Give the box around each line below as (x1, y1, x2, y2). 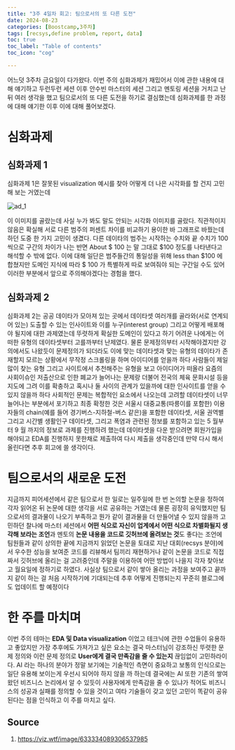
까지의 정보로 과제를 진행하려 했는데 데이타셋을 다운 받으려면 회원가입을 (27, 425, 222, 434)
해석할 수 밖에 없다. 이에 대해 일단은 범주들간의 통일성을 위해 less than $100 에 (7, 251, 223, 260)
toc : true (7, 36, 36, 43)
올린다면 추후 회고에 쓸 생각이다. (7, 443, 96, 451)
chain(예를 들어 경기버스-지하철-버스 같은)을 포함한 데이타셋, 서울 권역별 (25, 408, 224, 416)
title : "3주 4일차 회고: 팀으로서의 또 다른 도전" (7, 10, 136, 18)
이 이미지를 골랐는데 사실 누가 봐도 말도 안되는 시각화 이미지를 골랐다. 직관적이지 (7, 216, 227, 225)
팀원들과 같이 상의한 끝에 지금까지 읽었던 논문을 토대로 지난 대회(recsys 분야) (7, 538, 218, 547)
